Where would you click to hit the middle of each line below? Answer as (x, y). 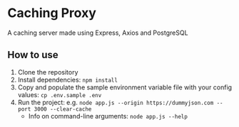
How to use (33, 55)
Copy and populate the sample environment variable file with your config (125, 87)
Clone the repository (48, 72)
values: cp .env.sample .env (60, 94)
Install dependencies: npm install (67, 79)
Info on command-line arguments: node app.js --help (108, 116)
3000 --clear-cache (63, 109)
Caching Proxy (52, 13)
